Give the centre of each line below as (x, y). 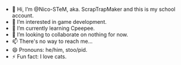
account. (23, 16)
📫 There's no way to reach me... (52, 41)
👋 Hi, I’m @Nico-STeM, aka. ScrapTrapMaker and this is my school (93, 9)
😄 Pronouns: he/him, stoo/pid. (50, 50)
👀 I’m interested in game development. (59, 22)
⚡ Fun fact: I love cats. (39, 56)
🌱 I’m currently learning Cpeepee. (53, 28)
